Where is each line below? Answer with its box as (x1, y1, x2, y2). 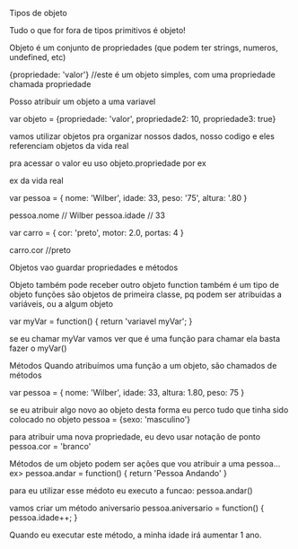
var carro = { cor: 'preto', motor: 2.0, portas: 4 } (9, 228, 184, 238)
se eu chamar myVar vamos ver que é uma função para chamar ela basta (9, 334, 281, 344)
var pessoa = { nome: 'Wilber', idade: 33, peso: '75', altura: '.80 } (9, 193, 248, 203)
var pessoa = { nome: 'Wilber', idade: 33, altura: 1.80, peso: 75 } (9, 388, 245, 397)
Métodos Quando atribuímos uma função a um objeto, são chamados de (9, 361, 277, 370)
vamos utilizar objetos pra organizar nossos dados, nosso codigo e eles (9, 131, 276, 142)
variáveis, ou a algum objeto (9, 299, 114, 309)
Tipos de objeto (9, 8, 67, 18)
